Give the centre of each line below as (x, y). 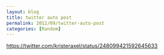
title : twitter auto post (39, 18)
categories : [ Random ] (34, 29)
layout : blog (23, 12)
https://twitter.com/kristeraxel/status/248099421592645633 (82, 46)
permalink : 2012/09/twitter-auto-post (55, 23)
